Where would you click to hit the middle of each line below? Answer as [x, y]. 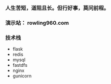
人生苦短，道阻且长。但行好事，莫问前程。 [57, 8]
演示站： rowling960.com [37, 23]
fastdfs [20, 65]
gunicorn [22, 76]
